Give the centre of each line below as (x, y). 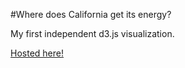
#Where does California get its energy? (91, 14)
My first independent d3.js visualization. (92, 33)
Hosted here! (37, 53)
